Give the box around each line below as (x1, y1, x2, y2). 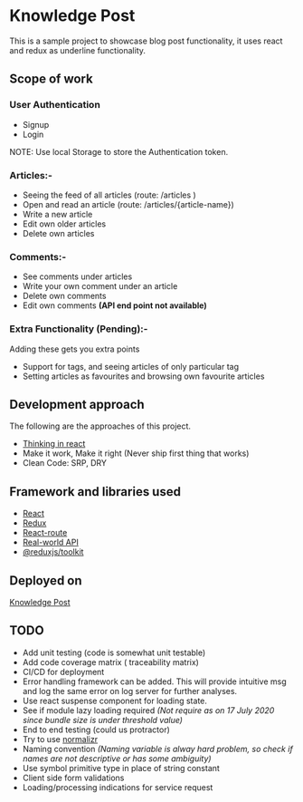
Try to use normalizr (22, 733, 98, 744)
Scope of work (9, 72, 93, 87)
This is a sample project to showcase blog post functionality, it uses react (9, 35, 283, 46)
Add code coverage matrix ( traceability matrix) (22, 656, 199, 667)
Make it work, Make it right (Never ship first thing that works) (22, 448, 250, 459)
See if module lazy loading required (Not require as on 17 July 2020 (22, 704, 275, 716)
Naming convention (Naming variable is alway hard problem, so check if (22, 743, 294, 754)
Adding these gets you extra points (9, 343, 140, 354)
